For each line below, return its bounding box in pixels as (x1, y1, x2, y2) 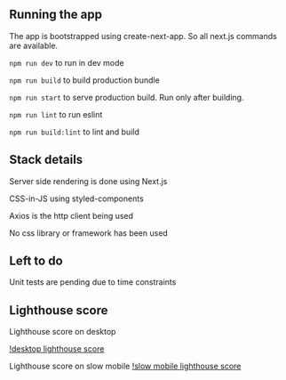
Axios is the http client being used (9, 210, 134, 221)
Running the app (9, 7, 102, 22)
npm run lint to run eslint (9, 109, 103, 119)
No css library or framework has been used (9, 227, 169, 239)
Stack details (9, 152, 83, 167)
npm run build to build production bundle (9, 75, 160, 85)
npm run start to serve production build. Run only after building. (9, 92, 244, 102)
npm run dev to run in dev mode (9, 57, 124, 68)
